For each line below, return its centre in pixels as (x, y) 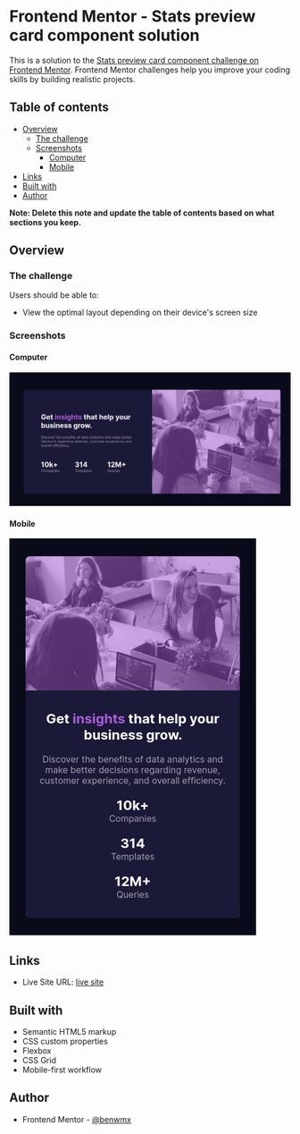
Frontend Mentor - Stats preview (133, 17)
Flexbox (37, 1051)
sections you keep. (46, 222)
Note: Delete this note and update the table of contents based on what (142, 213)
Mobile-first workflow (62, 1070)
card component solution (104, 35)
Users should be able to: (54, 295)
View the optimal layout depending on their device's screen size (140, 313)
